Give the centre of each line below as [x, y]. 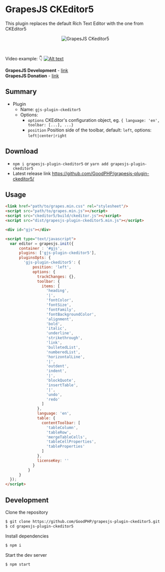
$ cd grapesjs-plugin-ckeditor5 [39, 526]
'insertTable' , [62, 385]
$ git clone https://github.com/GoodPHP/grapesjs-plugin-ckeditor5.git [82, 521]
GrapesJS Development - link [37, 70]
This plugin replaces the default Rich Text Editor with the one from [74, 23]
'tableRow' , [59, 432]
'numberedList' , [63, 352]
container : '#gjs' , [40, 248]
